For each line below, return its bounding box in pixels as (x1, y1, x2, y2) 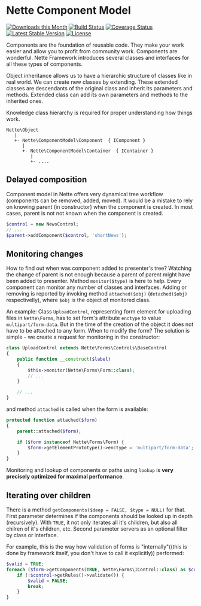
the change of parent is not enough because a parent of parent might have (6, 271, 190, 278)
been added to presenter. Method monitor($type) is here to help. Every (6, 278, 181, 285)
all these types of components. (6, 60, 83, 68)
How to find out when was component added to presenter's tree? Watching (6, 264, 192, 272)
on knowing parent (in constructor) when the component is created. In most (6, 203, 193, 210)
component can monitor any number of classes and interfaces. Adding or (6, 284, 187, 291)
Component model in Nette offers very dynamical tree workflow (6, 190, 163, 197)
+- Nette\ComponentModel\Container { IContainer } (22, 148, 154, 154)
